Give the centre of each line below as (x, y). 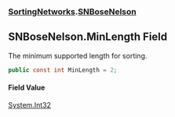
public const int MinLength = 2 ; (63, 70)
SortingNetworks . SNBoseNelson (72, 12)
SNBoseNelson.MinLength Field (88, 37)
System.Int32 (29, 105)
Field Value (27, 87)
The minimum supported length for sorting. (78, 55)
